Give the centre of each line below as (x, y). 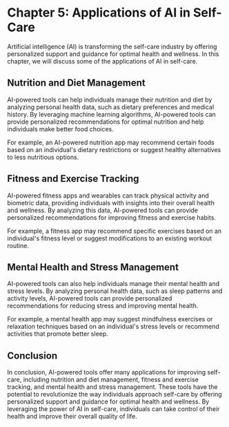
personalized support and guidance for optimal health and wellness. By (108, 401)
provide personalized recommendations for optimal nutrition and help (106, 122)
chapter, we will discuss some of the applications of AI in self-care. (102, 61)
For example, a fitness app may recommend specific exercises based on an (114, 231)
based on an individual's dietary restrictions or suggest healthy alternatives (114, 149)
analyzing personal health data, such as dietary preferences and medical (111, 107)
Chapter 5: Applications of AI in (99, 13)
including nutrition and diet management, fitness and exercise (111, 380)
